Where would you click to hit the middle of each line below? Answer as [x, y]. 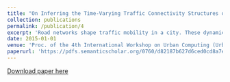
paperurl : [21, 52]
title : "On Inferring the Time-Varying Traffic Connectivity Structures [113, 13]
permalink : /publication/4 [46, 26]
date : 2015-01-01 [32, 39]
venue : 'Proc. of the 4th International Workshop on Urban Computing [108, 45]
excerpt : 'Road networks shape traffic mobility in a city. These [104, 32]
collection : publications [44, 20]
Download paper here [38, 71]
